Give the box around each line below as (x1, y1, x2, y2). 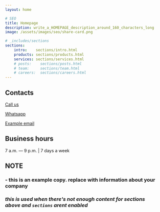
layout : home (5, 7, 32, 12)
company (5, 183, 28, 189)
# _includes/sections (5, 39, 49, 44)
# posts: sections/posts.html (14, 61, 82, 66)
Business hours (5, 135, 54, 143)
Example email (5, 120, 35, 126)
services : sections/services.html (14, 57, 84, 62)
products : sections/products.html (14, 52, 84, 57)
